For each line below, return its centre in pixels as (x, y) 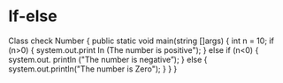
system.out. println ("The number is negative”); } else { (108, 59)
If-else (33, 16)
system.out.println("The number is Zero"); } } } (93, 69)
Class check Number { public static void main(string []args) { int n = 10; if (141, 41)
